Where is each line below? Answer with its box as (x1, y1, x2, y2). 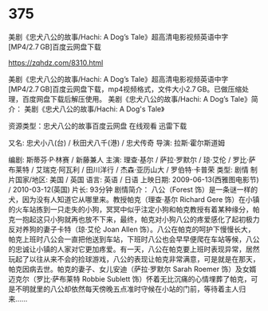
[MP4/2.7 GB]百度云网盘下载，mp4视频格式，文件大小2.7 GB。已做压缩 (8, 84, 242, 94)
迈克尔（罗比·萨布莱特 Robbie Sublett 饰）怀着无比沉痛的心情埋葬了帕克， (8, 274, 251, 283)
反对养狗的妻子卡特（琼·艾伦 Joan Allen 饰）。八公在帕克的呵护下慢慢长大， (8, 224, 255, 234)
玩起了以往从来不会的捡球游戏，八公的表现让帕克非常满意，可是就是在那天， (8, 254, 260, 263)
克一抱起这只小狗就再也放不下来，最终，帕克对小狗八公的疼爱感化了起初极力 (8, 214, 260, 224)
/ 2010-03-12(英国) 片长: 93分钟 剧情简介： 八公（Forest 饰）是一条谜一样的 (8, 185, 258, 194)
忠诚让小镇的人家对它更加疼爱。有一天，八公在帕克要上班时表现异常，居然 (14, 244, 260, 254)
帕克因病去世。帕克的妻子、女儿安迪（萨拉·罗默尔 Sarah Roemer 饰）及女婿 (8, 264, 257, 274)
